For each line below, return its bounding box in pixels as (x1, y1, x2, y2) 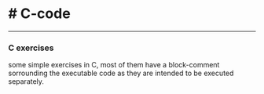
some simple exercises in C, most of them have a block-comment (8, 60, 220, 70)
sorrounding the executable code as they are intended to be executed (8, 68, 234, 78)
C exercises (8, 42, 54, 53)
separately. (8, 77, 45, 86)
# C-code (8, 5, 71, 23)
